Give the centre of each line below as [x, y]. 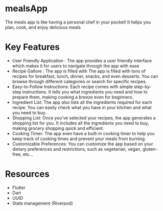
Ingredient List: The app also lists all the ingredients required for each [82, 102]
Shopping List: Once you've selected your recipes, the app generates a [84, 117]
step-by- [143, 87]
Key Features [33, 47]
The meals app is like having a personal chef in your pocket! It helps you [78, 22]
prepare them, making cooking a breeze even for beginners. [73, 97]
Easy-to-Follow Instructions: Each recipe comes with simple [72, 87]
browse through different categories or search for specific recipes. [79, 81]
